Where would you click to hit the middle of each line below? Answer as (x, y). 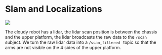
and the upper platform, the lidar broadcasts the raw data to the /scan (76, 37)
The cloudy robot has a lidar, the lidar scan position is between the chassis (81, 32)
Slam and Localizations (54, 9)
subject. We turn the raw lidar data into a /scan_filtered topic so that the (81, 42)
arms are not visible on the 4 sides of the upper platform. (63, 47)
